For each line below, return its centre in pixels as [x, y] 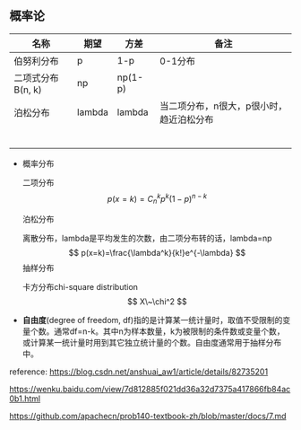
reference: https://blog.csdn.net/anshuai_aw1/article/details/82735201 [139, 372]
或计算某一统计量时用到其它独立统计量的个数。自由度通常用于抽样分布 [152, 343]
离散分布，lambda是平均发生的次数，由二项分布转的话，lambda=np [147, 238]
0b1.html [25, 399]
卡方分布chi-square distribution [80, 287]
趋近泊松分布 [187, 119]
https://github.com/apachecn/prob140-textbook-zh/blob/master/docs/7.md [148, 417]
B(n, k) [28, 90]
